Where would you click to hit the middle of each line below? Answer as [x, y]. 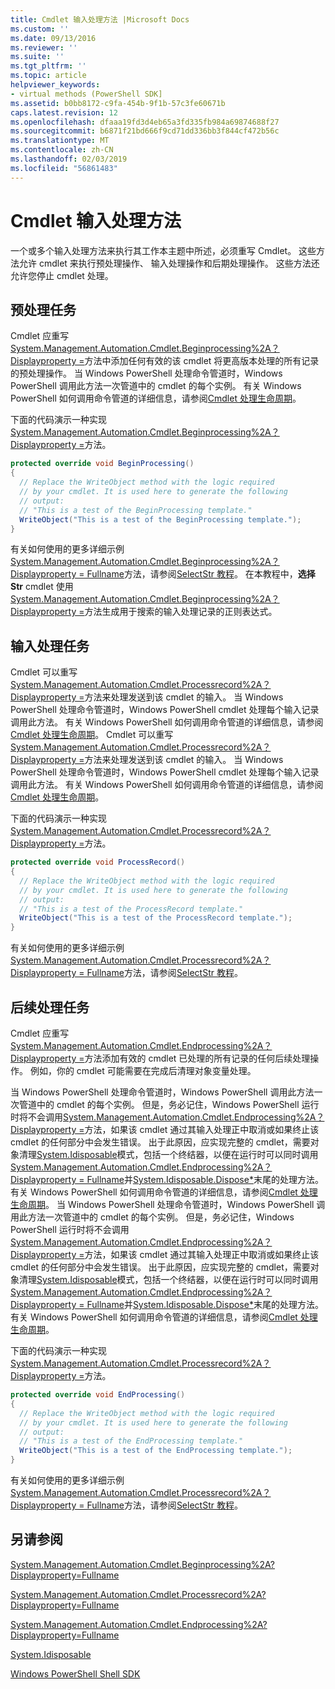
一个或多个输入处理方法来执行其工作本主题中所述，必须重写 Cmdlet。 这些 [163, 250]
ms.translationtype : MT [60, 141]
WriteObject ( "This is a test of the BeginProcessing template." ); [160, 519]
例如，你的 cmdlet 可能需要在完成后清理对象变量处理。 [143, 1070]
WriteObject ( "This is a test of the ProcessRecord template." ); [156, 918]
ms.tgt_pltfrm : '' [48, 66]
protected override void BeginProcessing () [102, 464]
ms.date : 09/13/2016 [53, 38]
